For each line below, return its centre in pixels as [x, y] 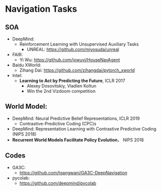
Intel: [17, 75]
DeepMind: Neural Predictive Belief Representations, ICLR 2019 [76, 118]
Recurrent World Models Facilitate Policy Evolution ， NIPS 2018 [78, 140]
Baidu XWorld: [27, 65]
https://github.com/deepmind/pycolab [58, 183]
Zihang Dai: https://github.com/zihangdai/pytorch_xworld [77, 70]
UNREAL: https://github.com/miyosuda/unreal [73, 49]
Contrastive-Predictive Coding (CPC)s [58, 123]
